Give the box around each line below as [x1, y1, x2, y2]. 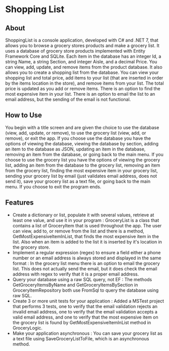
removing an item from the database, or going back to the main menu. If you [5, 151, 164, 158]
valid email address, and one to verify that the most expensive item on [12, 314, 159, 320]
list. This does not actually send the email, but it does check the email [12, 265, 157, 271]
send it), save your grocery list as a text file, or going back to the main [5, 178, 151, 184]
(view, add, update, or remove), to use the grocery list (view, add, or [5, 130, 146, 136]
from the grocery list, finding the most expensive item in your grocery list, [5, 167, 158, 173]
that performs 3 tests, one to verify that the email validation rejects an [12, 303, 158, 309]
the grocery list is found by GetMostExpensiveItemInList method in [12, 319, 151, 325]
